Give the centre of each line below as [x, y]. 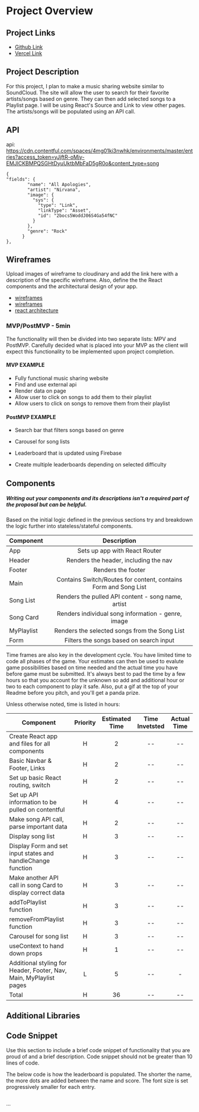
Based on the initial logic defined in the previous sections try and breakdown [99, 519]
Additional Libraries [43, 1016]
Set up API [24, 794]
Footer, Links [27, 768]
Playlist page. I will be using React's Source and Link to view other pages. [96, 105]
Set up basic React [35, 778]
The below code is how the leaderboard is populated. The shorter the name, [99, 1074]
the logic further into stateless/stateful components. [70, 526]
